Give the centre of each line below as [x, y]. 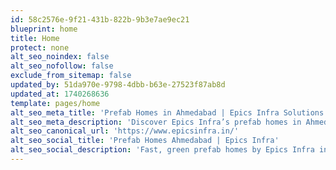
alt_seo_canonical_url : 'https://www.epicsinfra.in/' [125, 131]
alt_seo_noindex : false [60, 57]
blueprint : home [44, 29]
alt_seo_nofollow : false [62, 66]
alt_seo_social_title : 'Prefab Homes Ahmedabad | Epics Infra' [145, 141]
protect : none [40, 47]
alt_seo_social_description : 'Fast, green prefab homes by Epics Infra [162, 150]
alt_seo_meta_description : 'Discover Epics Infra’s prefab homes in [156, 122]
